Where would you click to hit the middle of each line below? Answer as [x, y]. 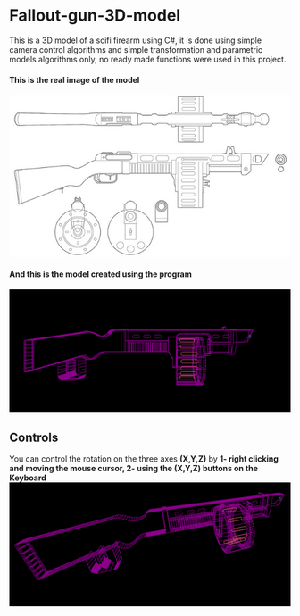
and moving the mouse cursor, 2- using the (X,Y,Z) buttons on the [134, 469]
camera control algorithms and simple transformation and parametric [136, 49]
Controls [34, 438]
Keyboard [28, 478]
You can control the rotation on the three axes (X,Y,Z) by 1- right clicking [144, 459]
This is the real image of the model [75, 79]
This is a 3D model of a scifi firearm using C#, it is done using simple [135, 40]
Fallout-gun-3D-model [95, 16]
